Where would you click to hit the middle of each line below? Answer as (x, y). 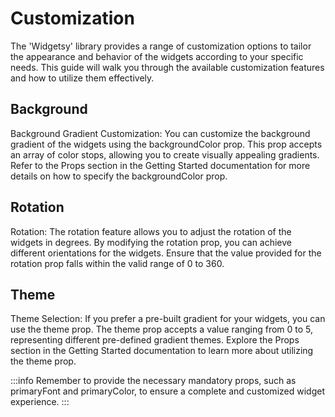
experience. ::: (40, 402)
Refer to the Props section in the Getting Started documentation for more (160, 165)
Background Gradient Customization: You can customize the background (160, 133)
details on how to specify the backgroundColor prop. (119, 176)
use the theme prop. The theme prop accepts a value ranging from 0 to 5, (162, 329)
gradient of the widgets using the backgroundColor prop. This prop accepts (166, 144)
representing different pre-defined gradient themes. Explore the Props (155, 340)
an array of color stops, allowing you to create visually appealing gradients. (165, 154)
